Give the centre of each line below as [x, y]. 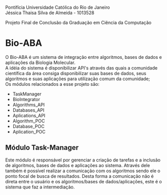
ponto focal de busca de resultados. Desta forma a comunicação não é [79, 176]
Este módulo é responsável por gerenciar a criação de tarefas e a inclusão [83, 160]
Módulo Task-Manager [42, 148]
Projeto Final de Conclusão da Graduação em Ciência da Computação [78, 23]
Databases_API [28, 110]
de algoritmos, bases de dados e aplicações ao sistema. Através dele [78, 165]
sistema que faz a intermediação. [40, 187]
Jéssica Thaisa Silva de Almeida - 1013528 [50, 13]
